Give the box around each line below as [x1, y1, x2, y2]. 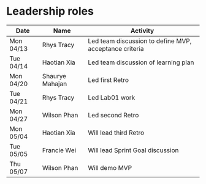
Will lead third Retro [88, 128, 145, 137]
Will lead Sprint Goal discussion [88, 145, 179, 154]
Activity [130, 26, 154, 35]
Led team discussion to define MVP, [88, 37, 192, 45]
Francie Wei [42, 145, 77, 154]
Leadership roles [6, 4, 94, 18]
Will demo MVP [88, 163, 132, 172]
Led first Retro [88, 75, 129, 84]
